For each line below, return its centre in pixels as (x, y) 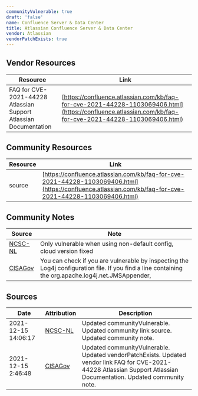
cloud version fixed (67, 251)
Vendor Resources (41, 63)
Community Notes (40, 217)
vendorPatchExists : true (37, 39)
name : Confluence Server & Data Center (55, 22)
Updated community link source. (127, 330)
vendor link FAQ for (108, 362)
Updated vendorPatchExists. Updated (134, 355)
